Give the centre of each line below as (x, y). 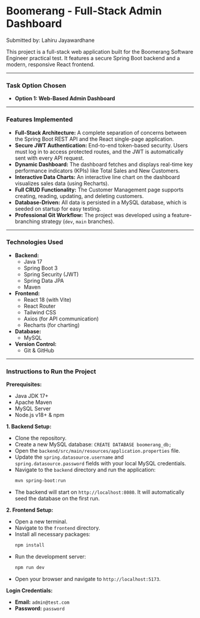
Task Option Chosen (36, 85)
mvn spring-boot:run (40, 481)
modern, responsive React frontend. (51, 64)
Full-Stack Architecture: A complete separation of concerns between (101, 132)
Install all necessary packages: (52, 534)
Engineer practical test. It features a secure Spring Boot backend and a (93, 58)
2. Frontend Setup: (30, 510)
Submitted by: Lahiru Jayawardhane (51, 40)
